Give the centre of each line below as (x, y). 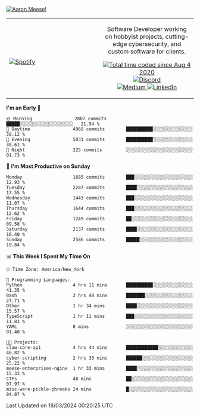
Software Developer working (147, 29)
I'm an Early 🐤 (24, 108)
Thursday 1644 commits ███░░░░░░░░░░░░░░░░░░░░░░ (100, 208)
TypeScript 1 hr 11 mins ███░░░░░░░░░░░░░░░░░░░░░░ (100, 316)
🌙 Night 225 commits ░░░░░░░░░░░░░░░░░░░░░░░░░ (100, 150)
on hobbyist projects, (135, 37)
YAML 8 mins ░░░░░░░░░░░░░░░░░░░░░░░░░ (100, 327)
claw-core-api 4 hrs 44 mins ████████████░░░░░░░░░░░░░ (100, 348)
